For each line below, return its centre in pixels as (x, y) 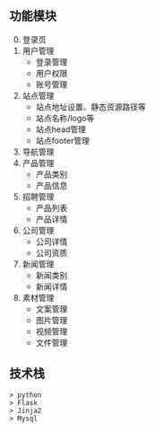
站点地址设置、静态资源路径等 (90, 107)
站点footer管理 (63, 140)
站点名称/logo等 (65, 118)
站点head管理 (61, 129)
